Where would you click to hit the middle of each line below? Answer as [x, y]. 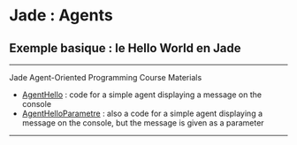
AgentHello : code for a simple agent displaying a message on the [142, 95]
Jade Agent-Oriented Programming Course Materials [106, 77]
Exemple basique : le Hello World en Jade [125, 48]
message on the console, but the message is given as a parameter [143, 123]
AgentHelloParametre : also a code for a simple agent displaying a [142, 113]
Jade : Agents [61, 15]
